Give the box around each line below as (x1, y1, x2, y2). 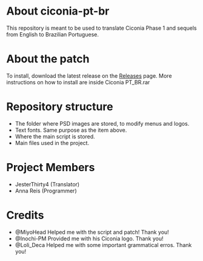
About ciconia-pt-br (6, 4, 110, 18)
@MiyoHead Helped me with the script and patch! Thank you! (15, 228, 170, 236)
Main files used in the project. (15, 139, 90, 146)
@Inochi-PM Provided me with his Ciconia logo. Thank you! (15, 235, 164, 242)
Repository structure (6, 100, 113, 114)
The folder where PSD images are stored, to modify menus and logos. (15, 120, 190, 127)
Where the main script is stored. (15, 132, 95, 140)
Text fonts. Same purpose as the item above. (15, 126, 127, 134)
